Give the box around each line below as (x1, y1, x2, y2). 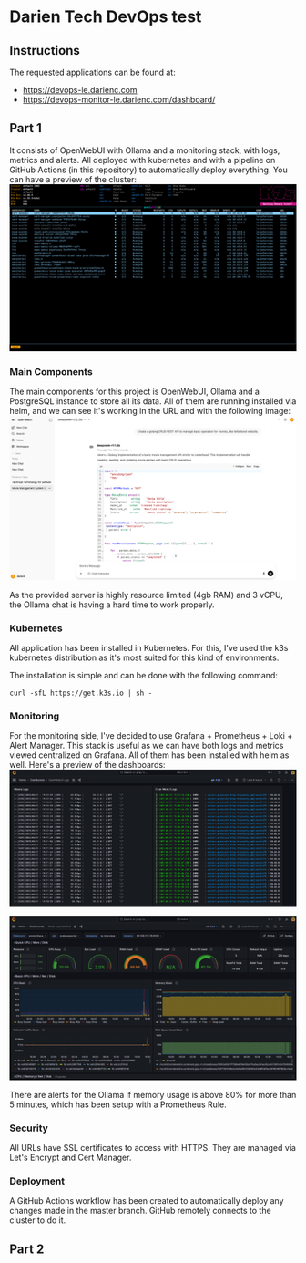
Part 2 (9, 1241, 45, 1257)
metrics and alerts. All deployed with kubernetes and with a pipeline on (9, 154, 276, 165)
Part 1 (9, 120, 43, 136)
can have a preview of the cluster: (9, 173, 138, 184)
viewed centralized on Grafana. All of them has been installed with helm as (9, 750, 290, 761)
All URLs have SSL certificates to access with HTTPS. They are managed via (9, 1143, 296, 1154)
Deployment (9, 1175, 66, 1187)
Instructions (9, 43, 80, 58)
